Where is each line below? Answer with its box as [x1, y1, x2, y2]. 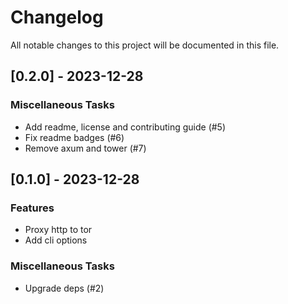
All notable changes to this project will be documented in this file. [10, 39, 280, 51]
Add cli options [24, 234, 88, 246]
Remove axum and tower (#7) [24, 142, 147, 154]
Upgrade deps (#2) [24, 282, 105, 294]
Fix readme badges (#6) [24, 131, 125, 143]
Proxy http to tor [24, 224, 93, 236]
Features [10, 201, 55, 215]
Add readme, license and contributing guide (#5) [24, 121, 227, 133]
